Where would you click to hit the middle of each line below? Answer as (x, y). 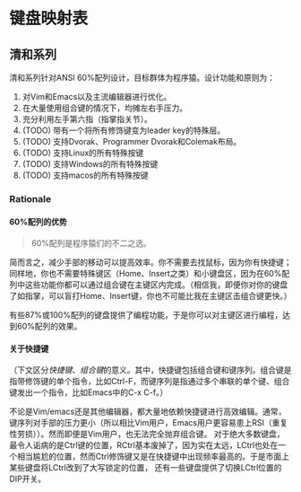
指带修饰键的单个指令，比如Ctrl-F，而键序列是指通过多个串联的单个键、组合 (150, 382)
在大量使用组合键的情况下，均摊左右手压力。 (105, 108)
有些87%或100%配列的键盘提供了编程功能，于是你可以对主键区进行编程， (146, 315)
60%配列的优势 (38, 222)
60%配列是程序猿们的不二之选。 (91, 243)
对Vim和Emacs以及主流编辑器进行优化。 (97, 97)
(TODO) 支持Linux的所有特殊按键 (83, 153)
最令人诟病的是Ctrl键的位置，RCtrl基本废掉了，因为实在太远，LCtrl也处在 (144, 445)
